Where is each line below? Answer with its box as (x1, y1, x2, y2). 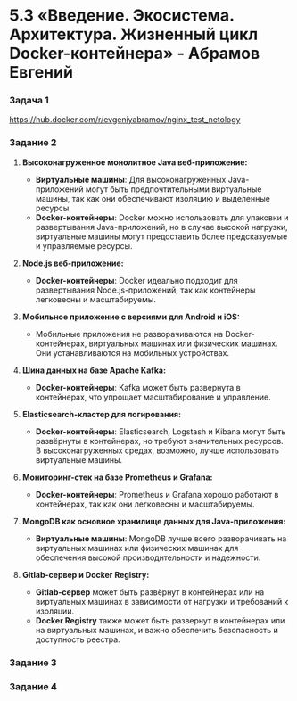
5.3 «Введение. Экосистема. (9, 5, 235, 26)
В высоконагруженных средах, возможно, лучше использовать (35, 445, 279, 456)
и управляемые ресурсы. (35, 240, 133, 251)
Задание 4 (9, 680, 58, 692)
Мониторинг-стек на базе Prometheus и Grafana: (21, 472, 213, 482)
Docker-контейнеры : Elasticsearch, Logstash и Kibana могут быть (35, 425, 286, 437)
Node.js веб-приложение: (21, 258, 124, 268)
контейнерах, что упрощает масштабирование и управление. (35, 392, 271, 402)
